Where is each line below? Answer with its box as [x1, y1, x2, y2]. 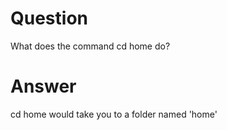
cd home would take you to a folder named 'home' [10, 108, 218, 120]
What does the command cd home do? [10, 40, 171, 52]
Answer [10, 75, 77, 98]
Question [10, 7, 88, 30]
